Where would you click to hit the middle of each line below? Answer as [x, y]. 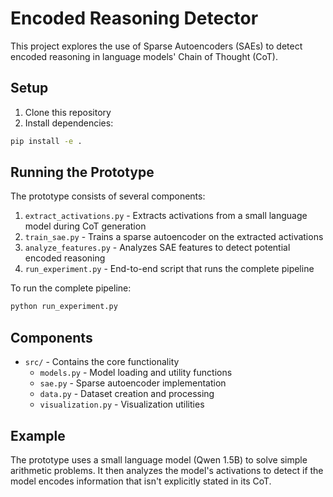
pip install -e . [46, 141]
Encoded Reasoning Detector [134, 18]
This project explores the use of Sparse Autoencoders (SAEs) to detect [156, 46]
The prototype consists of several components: [108, 196]
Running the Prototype [82, 172]
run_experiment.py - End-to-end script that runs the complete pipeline [169, 269]
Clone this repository [68, 112]
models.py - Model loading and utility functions [136, 373]
